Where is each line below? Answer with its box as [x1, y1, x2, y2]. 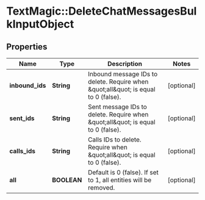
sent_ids [9, 114, 35, 123]
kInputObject [6, 17, 74, 31]
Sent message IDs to [87, 102, 148, 111]
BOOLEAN [51, 176, 82, 184]
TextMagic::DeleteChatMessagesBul [6, 4, 197, 18]
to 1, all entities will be [87, 176, 152, 184]
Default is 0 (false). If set [87, 168, 159, 176]
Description [107, 60, 142, 68]
